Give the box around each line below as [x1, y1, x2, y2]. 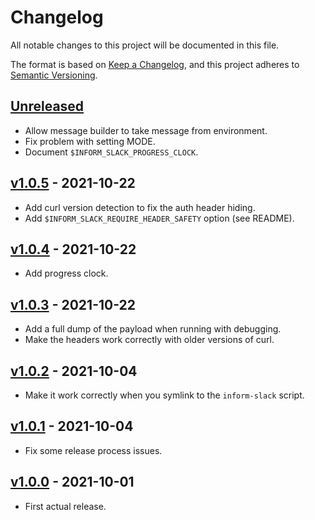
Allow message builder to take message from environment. [24, 124, 268, 136]
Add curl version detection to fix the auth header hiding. [24, 201, 256, 213]
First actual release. [24, 500, 107, 512]
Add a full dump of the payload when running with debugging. [24, 323, 282, 335]
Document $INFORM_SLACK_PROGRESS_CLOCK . [24, 146, 199, 158]
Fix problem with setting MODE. [24, 135, 156, 147]
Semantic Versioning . [10, 69, 98, 81]
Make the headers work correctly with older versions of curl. [24, 334, 275, 346]
